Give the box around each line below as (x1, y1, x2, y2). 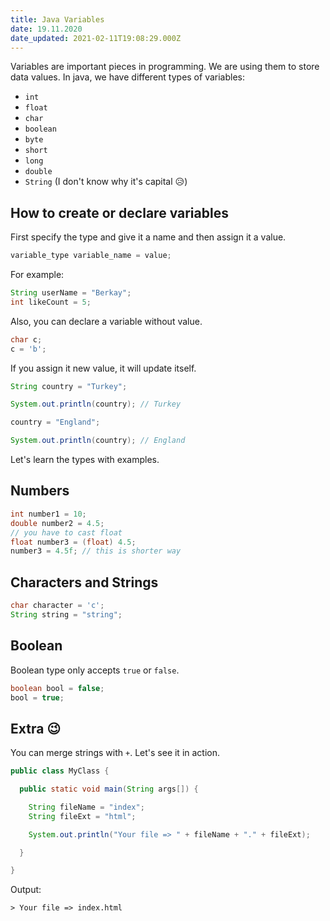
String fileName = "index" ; (28, 802, 145, 812)
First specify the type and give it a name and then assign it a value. (10, 231, 287, 243)
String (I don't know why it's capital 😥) (24, 176, 188, 188)
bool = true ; (10, 692, 65, 703)
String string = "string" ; (10, 609, 123, 620)
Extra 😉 (10, 720, 62, 737)
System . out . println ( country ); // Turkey (10, 399, 182, 410)
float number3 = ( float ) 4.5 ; (10, 537, 137, 547)
